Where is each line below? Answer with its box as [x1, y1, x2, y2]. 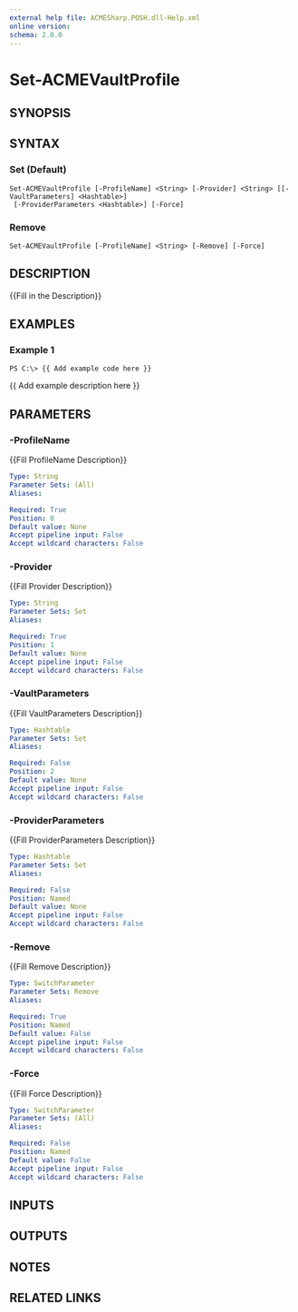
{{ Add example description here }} [9, 380, 140, 391]
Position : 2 [9, 767, 54, 776]
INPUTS [9, 1198, 54, 1213]
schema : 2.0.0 [9, 30, 63, 39]
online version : [9, 22, 71, 31]
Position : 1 [9, 640, 54, 649]
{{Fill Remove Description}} [9, 962, 111, 972]
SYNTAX [9, 136, 61, 152]
